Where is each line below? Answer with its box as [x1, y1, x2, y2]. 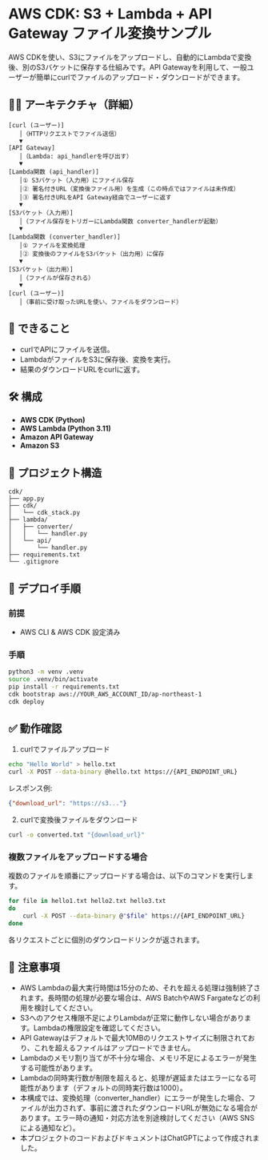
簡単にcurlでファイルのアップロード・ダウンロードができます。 [35, 72, 245, 82]
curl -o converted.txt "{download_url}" [8, 830, 146, 839]
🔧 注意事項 [8, 961, 60, 974]
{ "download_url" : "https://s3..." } [8, 800, 127, 808]
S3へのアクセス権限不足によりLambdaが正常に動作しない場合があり [19, 1013, 245, 1023]
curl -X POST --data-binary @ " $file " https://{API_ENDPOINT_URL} [22, 912, 246, 920]
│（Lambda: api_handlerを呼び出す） [18, 152, 133, 160]
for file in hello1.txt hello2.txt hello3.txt [8, 897, 166, 905]
